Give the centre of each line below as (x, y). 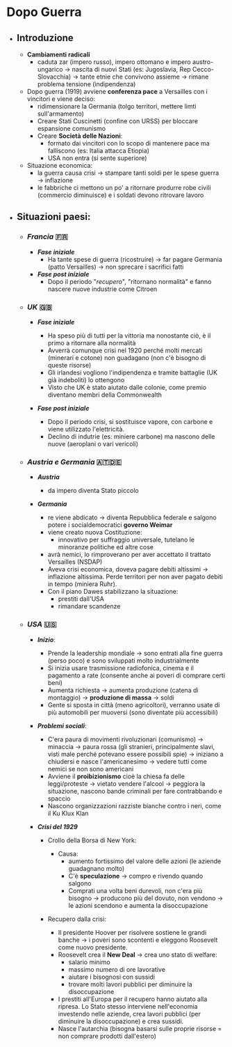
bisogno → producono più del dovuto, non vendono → (146, 898)
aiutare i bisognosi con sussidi (112, 977)
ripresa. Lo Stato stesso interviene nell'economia (128, 1006)
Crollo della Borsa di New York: (92, 840)
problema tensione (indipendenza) (86, 84)
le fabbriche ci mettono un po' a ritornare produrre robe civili (124, 188)
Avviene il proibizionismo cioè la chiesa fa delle (116, 776)
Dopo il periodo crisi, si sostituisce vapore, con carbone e (130, 421)
